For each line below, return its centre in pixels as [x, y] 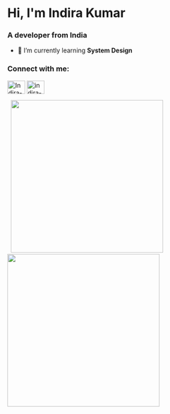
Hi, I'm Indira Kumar [66, 13]
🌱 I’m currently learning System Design [75, 50]
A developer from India [47, 35]
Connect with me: [38, 69]
